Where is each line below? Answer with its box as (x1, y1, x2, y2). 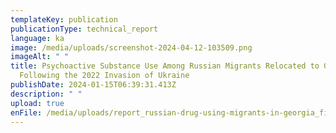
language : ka (10, 33, 65, 43)
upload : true (10, 98, 65, 108)
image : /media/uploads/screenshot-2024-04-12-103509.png (10, 42, 253, 53)
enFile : (10, 107, 43, 118)
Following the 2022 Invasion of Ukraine (19, 71, 190, 81)
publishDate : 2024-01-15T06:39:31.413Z (10, 80, 177, 90)
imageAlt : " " (10, 52, 70, 62)
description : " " (10, 89, 83, 99)
